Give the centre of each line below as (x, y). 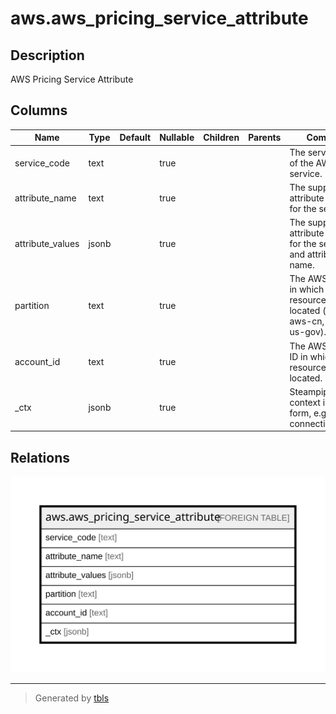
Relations (40, 457)
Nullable (177, 138)
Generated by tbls (72, 698)
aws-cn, (307, 321)
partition (32, 305)
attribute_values (47, 244)
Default (135, 138)
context (305, 402)
